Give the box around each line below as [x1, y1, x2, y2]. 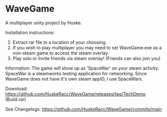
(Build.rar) [5, 96, 26, 102]
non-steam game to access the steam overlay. [12, 50, 109, 56]
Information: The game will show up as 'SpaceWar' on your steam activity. [5, 65, 159, 71]
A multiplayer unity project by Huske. [5, 20, 82, 26]
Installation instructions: [5, 29, 55, 35]
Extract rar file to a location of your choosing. [12, 39, 107, 45]
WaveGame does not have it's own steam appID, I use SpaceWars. [5, 76, 143, 82]
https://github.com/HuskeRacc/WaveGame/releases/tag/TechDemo [5, 91, 146, 97]
